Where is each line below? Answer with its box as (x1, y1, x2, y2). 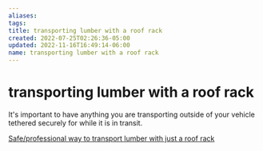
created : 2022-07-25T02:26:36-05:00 (8, 34, 130, 42)
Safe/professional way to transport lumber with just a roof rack (8, 133, 215, 143)
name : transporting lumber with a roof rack (8, 49, 159, 57)
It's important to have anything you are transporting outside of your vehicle (8, 109, 256, 119)
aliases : (8, 11, 38, 20)
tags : (8, 19, 26, 27)
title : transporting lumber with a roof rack (8, 26, 162, 34)
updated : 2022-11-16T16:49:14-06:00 (8, 42, 130, 50)
